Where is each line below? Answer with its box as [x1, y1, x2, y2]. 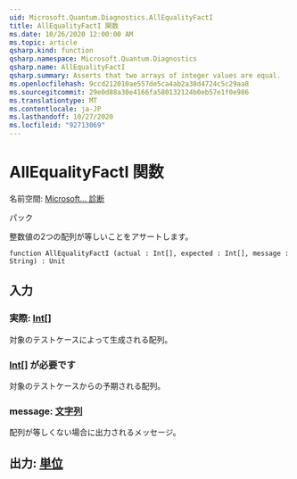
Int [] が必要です [9, 359, 76, 371]
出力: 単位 [9, 456, 63, 471]
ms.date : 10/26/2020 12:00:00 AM [9, 29, 134, 38]
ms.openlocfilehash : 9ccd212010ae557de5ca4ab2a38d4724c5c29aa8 [9, 79, 250, 88]
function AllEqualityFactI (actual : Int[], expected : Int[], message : [9, 249, 290, 258]
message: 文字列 [9, 405, 83, 417]
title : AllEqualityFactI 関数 [9, 21, 119, 30]
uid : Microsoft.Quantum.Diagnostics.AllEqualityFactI [9, 12, 214, 22]
